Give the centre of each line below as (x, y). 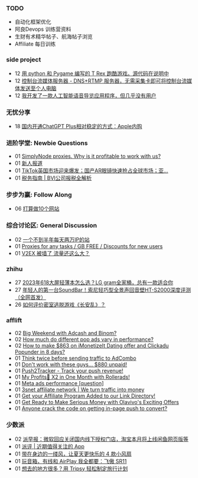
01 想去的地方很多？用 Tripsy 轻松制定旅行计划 (71, 469)
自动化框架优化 (33, 22)
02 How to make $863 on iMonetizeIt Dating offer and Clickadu (92, 346)
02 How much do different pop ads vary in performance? (84, 339)
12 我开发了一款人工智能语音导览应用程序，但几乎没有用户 (85, 95)
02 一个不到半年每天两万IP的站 (52, 239)
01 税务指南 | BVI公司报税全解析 (53, 178)
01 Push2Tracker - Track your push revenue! (69, 371)
